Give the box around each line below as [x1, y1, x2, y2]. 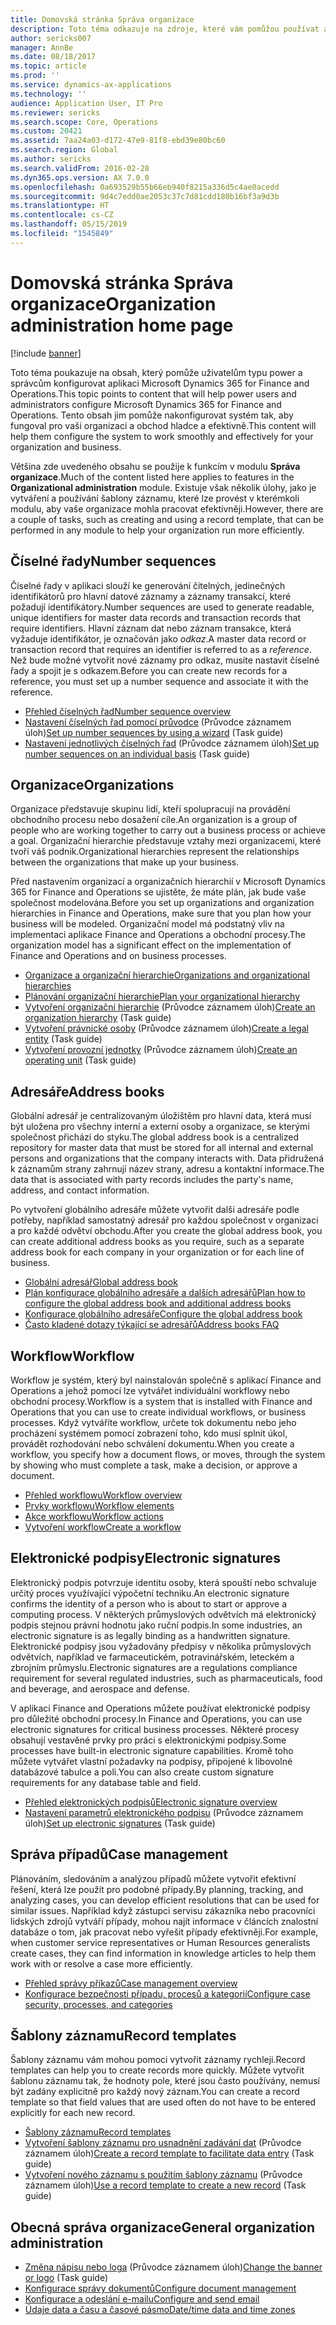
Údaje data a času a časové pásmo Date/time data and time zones [24, 2304, 296, 2316]
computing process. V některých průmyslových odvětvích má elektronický [10, 1608, 317, 1620]
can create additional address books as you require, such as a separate [10, 1236, 305, 1248]
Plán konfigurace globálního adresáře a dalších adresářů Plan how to [24, 1287, 306, 1299]
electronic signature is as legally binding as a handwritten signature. [10, 1629, 291, 1641]
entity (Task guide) [24, 1033, 103, 1045]
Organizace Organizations [10, 776, 175, 793]
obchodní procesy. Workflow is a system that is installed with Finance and [10, 1395, 313, 1407]
